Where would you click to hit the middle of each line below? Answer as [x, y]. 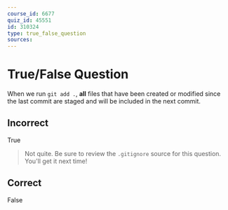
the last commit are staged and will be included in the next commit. [104, 101]
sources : [20, 40]
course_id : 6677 [31, 14]
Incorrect [28, 123]
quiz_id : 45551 [29, 20]
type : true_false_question [47, 33]
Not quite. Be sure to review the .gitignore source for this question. [123, 153]
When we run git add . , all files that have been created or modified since [114, 94]
